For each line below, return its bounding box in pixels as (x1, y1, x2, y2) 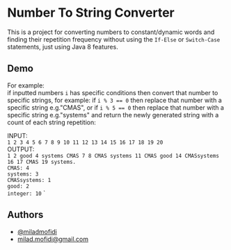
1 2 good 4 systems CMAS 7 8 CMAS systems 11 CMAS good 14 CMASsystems (7, 152, 219, 159)
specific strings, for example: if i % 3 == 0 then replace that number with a (7, 96, 222, 104)
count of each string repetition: (7, 118, 96, 126)
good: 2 (7, 183, 30, 190)
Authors (7, 209, 44, 221)
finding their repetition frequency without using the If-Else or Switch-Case (7, 35, 221, 43)
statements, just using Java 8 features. (7, 42, 118, 51)
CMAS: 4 (7, 165, 30, 172)
